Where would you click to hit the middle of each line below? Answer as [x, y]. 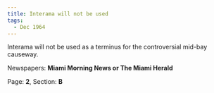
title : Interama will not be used [58, 14]
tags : [15, 20]
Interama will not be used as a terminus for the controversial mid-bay [107, 47]
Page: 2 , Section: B [35, 82]
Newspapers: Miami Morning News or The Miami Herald [90, 68]
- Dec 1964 [30, 27]
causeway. [23, 54]
